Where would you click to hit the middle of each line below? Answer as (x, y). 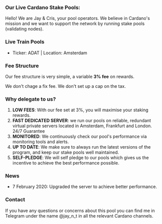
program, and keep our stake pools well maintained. (66, 152)
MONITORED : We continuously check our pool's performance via (80, 137)
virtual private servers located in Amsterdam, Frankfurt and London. (82, 126)
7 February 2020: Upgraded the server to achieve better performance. (84, 187)
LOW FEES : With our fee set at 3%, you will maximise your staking (80, 110)
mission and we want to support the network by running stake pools (75, 23)
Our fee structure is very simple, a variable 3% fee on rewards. (70, 76)
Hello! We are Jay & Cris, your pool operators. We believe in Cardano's (78, 18)
